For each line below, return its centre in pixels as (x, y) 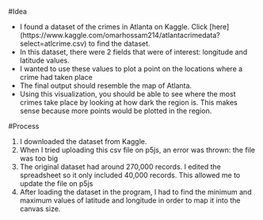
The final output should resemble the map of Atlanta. (106, 85)
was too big (39, 158)
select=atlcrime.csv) (53, 44)
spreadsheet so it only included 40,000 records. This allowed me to (130, 175)
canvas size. (40, 209)
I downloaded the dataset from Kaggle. (83, 141)
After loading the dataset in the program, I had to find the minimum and (135, 192)
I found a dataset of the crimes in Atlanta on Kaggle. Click (114, 27)
